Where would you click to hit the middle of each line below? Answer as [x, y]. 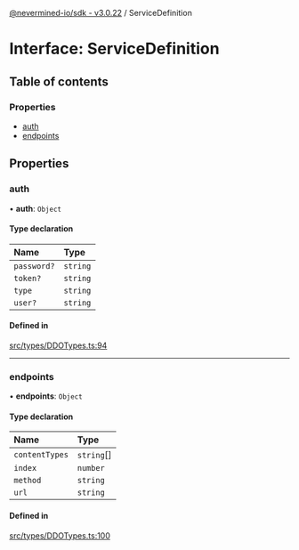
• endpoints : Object [46, 396]
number [91, 468]
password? [34, 266]
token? [28, 278]
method [28, 481]
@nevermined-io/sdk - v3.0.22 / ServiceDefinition [101, 13]
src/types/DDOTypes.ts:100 [60, 535]
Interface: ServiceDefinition [114, 49]
